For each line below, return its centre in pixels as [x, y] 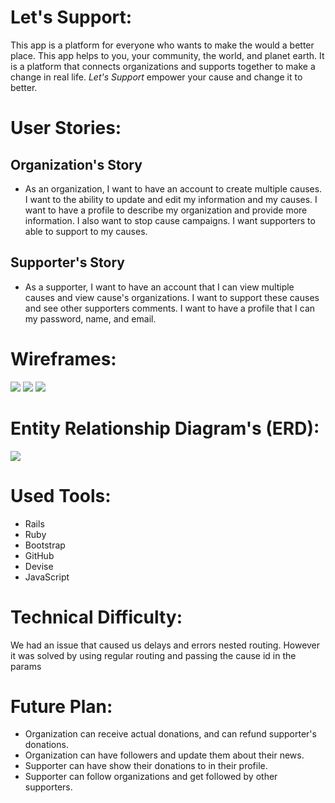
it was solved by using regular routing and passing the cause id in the [153, 655]
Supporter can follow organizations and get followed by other [151, 777]
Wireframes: [63, 358]
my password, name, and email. [90, 318]
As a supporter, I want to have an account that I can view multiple [159, 287]
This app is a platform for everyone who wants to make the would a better [162, 45]
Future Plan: [61, 706]
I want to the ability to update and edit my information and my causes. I [171, 199]
